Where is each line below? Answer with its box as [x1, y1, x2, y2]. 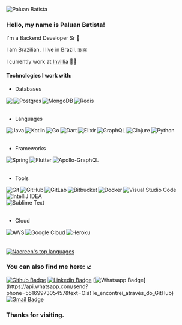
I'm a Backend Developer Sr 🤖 [6, 34, 80, 42]
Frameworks [14, 144, 46, 152]
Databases [14, 85, 42, 93]
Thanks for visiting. [6, 311, 65, 319]
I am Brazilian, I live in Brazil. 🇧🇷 [6, 46, 88, 54]
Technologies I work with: [6, 72, 72, 79]
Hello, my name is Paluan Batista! [6, 20, 105, 29]
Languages [14, 115, 43, 122]
